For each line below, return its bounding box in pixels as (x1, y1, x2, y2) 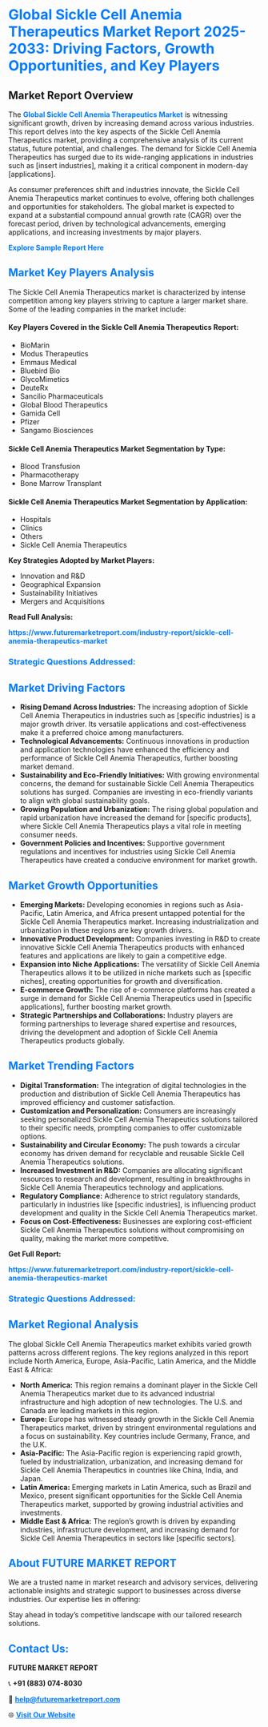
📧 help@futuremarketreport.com (8, 1695, 121, 1705)
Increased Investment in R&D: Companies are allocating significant (19, 1165, 243, 1175)
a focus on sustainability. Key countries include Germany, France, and (19, 1431, 250, 1440)
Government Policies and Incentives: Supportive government (19, 838, 226, 848)
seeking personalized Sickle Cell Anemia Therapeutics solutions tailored (19, 1115, 258, 1124)
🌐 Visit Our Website (8, 1710, 76, 1720)
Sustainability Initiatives (19, 588, 98, 598)
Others (19, 532, 43, 541)
